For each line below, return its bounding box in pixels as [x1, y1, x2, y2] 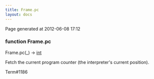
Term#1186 [5, 68, 28, 75]
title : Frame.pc [5, 7, 39, 12]
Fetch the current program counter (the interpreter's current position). [5, 59, 149, 65]
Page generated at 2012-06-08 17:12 [5, 25, 81, 31]
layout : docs [5, 12, 32, 17]
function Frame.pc [5, 38, 51, 45]
